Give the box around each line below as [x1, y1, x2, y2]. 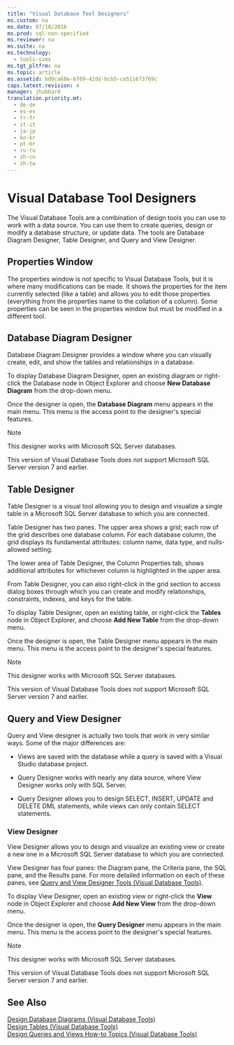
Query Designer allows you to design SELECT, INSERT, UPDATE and [17, 794, 214, 803]
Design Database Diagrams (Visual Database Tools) [7, 1015, 156, 1023]
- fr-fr [13, 114, 36, 121]
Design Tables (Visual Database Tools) [7, 1023, 119, 1031]
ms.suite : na [7, 43, 45, 50]
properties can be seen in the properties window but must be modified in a [7, 304, 222, 312]
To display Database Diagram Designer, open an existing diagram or [7, 372, 203, 380]
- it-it [13, 120, 36, 128]
